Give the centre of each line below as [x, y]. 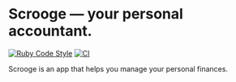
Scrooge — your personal [96, 14]
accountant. [50, 31]
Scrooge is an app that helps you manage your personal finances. [118, 68]
